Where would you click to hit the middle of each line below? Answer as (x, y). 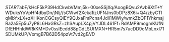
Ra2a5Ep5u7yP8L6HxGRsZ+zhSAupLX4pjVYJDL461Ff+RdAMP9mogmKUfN (84, 23)
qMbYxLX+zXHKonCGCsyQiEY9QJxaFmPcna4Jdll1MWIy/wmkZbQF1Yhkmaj (84, 18)
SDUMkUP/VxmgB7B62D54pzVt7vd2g (45, 34)
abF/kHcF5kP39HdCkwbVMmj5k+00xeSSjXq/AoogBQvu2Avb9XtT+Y (91, 7)
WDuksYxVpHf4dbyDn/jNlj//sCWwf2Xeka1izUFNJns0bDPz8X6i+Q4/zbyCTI (84, 13)
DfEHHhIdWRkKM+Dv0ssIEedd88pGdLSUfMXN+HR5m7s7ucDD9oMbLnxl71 (85, 29)
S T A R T (12, 7)
